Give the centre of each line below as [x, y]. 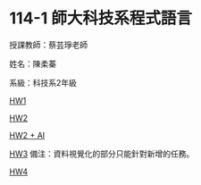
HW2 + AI [27, 135]
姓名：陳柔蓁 [33, 63]
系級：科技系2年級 [43, 82]
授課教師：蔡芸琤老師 [48, 45]
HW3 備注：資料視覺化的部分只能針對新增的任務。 [102, 154]
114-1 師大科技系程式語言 [100, 18]
